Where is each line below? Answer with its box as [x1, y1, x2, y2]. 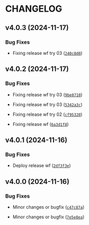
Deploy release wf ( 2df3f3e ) [12, 163, 71, 169]
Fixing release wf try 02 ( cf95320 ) [12, 111, 82, 117]
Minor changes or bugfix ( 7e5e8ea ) [12, 214, 84, 220]
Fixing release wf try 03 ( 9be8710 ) [12, 91, 82, 98]
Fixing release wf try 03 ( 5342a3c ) [12, 101, 82, 107]
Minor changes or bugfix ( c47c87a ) [12, 204, 84, 210]
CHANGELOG [5, 3, 62, 15]
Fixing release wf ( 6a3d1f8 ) [12, 121, 69, 127]
